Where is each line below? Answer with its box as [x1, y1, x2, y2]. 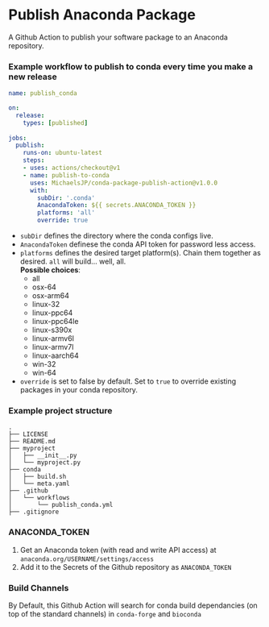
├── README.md [8, 438, 56, 446]
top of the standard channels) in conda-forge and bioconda [8, 609, 201, 618]
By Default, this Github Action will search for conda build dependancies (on [8, 600, 258, 610]
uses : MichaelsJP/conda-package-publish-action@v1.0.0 [29, 179, 218, 187]
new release [8, 71, 58, 82]
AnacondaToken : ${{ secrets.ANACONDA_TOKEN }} [37, 201, 197, 210]
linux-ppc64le [31, 317, 79, 326]
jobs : [8, 134, 27, 142]
